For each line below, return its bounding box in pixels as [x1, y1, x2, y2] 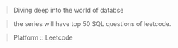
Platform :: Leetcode [13, 33, 73, 42]
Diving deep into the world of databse [13, 6, 124, 14]
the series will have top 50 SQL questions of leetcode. [13, 20, 172, 28]
